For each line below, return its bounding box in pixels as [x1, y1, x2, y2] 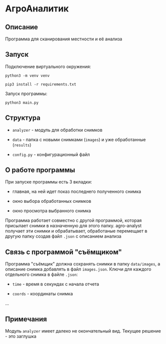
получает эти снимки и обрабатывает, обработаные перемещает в [5, 228, 148, 234]
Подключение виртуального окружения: [5, 63, 92, 70]
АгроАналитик [5, 3, 69, 14]
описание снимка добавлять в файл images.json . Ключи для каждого [5, 266, 152, 272]
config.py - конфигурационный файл [12, 151, 90, 157]
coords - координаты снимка [12, 291, 73, 297]
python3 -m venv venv [5, 73, 50, 78]
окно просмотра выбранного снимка [12, 208, 91, 214]
